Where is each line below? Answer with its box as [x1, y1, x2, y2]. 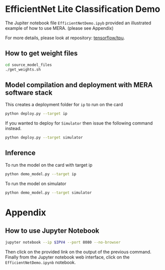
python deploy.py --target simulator [5, 135, 83, 140]
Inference [5, 149, 36, 157]
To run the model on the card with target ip [5, 162, 93, 168]
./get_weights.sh [5, 67, 41, 72]
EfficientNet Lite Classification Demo [5, 3, 161, 15]
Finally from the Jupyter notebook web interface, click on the [5, 254, 130, 260]
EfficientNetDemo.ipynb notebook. [5, 259, 76, 265]
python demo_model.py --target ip [5, 171, 77, 177]
